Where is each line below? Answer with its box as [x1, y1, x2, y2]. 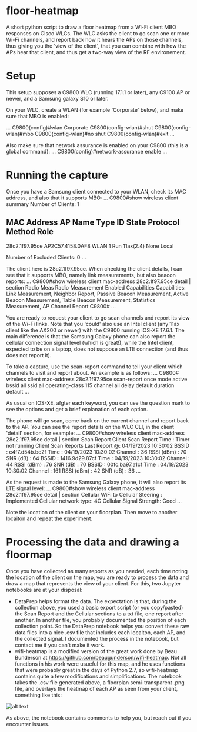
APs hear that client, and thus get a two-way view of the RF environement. [6, 48, 186, 55]
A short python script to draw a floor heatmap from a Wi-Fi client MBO [6, 24, 176, 31]
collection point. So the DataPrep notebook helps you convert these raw [14, 623, 189, 630]
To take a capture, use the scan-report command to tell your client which [6, 363, 183, 370]
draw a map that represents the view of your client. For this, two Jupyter [6, 580, 181, 587]
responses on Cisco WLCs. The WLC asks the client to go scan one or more [6, 29, 190, 36]
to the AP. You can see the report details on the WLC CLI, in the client [6, 423, 175, 430]
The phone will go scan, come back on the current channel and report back [6, 417, 189, 424]
